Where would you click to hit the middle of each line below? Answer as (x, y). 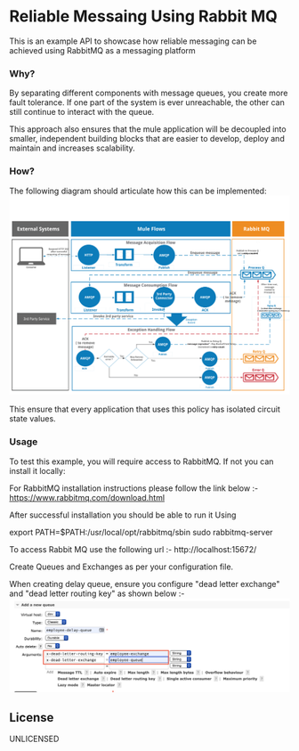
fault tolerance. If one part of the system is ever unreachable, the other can (147, 102)
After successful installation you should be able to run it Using (123, 515)
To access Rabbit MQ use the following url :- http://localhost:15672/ (133, 549)
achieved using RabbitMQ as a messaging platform (102, 50)
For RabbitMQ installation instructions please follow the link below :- (134, 488)
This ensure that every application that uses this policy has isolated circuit (145, 409)
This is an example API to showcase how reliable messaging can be (133, 41)
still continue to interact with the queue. (82, 112)
